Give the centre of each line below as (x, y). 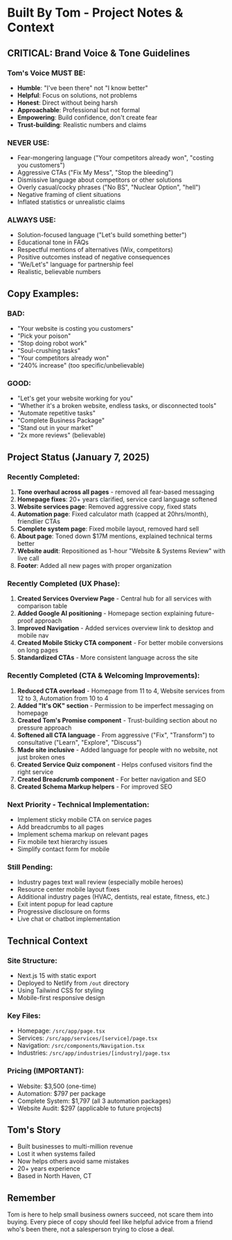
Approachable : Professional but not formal (79, 110)
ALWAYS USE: (32, 220)
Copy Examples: (43, 294)
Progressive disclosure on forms (63, 912)
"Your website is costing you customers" (75, 329)
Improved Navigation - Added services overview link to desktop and (115, 628)
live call (28, 558)
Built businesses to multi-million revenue (75, 1146)
